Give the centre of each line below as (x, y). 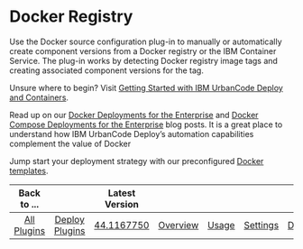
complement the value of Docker (70, 143)
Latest (122, 193)
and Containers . (39, 97)
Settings (261, 225)
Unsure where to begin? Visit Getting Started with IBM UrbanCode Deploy (147, 88)
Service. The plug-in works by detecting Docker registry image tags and (143, 60)
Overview (178, 225)
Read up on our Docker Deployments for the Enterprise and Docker (134, 115)
